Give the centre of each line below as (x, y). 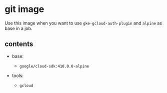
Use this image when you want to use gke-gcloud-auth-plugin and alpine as (83, 23)
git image (24, 9)
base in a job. (18, 28)
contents (19, 44)
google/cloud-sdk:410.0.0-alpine (54, 66)
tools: (17, 75)
